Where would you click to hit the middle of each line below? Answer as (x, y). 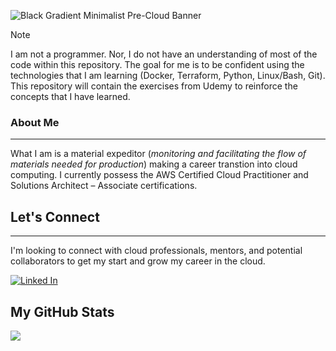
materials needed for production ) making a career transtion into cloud (154, 164)
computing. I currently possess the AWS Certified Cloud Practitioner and (159, 175)
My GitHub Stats (62, 311)
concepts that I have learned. (70, 96)
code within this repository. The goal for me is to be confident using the (157, 64)
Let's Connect (55, 216)
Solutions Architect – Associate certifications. (104, 186)
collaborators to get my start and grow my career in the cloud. (138, 261)
